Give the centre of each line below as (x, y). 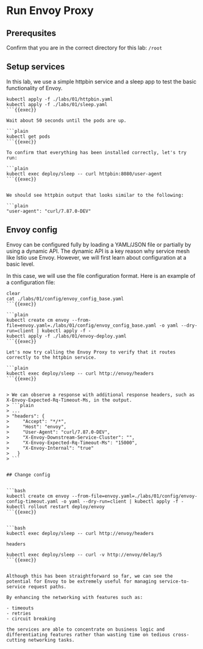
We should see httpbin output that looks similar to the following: (95, 195)
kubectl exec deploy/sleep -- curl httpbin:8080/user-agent (84, 174)
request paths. (48, 587)
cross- (181, 634)
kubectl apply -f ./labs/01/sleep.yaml (57, 104)
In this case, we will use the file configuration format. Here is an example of (101, 275)
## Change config (28, 475)
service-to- (174, 581)
